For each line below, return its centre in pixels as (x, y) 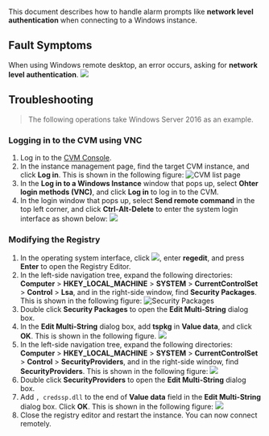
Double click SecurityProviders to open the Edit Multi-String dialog (133, 380)
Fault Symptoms (50, 46)
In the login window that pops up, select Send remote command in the (137, 200)
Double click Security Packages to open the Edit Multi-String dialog (134, 309)
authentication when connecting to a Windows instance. (103, 20)
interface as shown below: (64, 218)
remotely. (36, 424)
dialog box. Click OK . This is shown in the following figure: (116, 407)
